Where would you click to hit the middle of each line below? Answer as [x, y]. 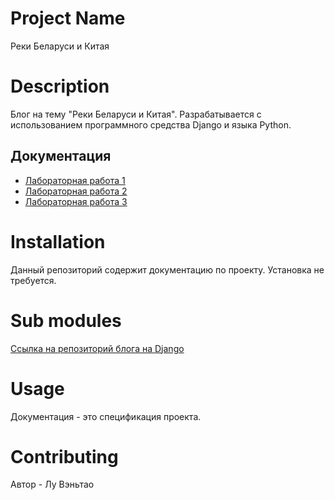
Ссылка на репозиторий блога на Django [97, 348]
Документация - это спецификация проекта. [106, 416]
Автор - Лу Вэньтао [52, 484]
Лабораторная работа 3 [76, 201]
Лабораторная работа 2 [76, 191]
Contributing [64, 456]
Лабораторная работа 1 [75, 180]
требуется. [33, 280]
